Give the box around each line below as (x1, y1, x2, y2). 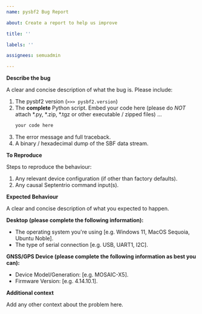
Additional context (6, 289, 54, 296)
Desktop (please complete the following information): (6, 217, 144, 224)
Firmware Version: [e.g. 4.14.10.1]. (15, 278, 98, 284)
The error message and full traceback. (15, 134, 111, 140)
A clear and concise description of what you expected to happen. (6, 205, 169, 212)
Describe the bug (6, 74, 51, 82)
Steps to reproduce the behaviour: (6, 163, 92, 170)
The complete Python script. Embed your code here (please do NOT (15, 104, 186, 112)
